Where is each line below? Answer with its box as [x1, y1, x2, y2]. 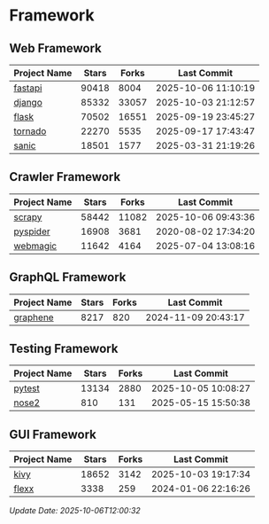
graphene [13, 311, 55, 324]
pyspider [13, 225, 50, 238]
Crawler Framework [9, 169, 121, 184]
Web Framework [9, 41, 102, 56]
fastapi [13, 82, 42, 94]
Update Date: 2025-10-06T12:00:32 [9, 505, 142, 516]
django [13, 97, 42, 108]
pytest [13, 382, 40, 395]
